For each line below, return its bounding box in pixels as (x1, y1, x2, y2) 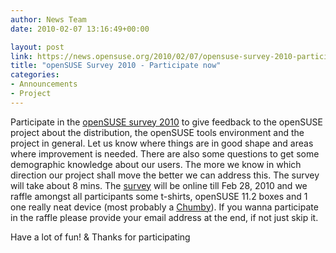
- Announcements (10, 79, 78, 90)
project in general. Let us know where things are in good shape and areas (10, 137, 314, 149)
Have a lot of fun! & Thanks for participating (10, 231, 191, 243)
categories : (10, 70, 60, 80)
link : (10, 51, 33, 61)
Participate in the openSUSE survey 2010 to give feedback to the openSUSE (10, 116, 323, 128)
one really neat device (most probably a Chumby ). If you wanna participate (10, 201, 319, 213)
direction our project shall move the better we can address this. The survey (10, 169, 320, 181)
